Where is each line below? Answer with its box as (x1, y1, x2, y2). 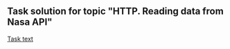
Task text (7, 35, 33, 43)
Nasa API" (7, 17, 53, 28)
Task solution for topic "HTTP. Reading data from (7, 6, 224, 17)
